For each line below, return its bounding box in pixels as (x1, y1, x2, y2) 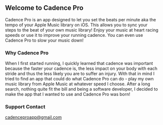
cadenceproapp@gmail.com (5, 114, 62, 120)
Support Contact (5, 104, 45, 110)
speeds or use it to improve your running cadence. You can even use (5, 32, 144, 38)
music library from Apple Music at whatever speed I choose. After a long (5, 81, 150, 87)
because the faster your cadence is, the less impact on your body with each (5, 65, 158, 72)
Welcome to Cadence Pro (5, 4, 84, 12)
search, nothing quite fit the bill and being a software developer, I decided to (5, 86, 158, 92)
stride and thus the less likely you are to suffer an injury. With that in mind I (5, 71, 155, 77)
